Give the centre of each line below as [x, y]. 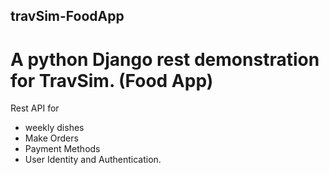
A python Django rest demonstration [165, 59]
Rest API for [35, 108]
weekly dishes [54, 128]
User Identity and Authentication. [93, 160]
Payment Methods [62, 149]
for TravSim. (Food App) [112, 80]
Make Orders [51, 138]
